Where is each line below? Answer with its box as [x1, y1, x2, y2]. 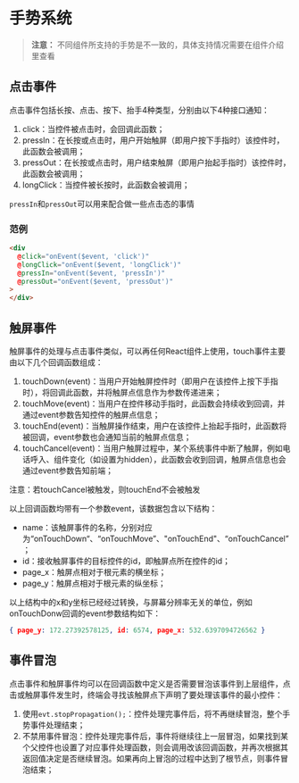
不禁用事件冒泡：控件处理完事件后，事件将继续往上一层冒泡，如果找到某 [21, 730, 288, 741]
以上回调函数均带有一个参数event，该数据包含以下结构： [9, 503, 218, 513]
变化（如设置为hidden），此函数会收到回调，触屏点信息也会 [69, 454, 287, 464]
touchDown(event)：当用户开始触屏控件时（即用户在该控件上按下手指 [21, 376, 278, 387]
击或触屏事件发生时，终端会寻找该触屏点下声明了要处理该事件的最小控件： [9, 689, 283, 700]
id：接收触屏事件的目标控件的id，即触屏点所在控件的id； [21, 555, 230, 566]
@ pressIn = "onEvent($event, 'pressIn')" [17, 269, 166, 278]
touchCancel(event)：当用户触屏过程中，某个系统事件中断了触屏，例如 [21, 443, 283, 454]
